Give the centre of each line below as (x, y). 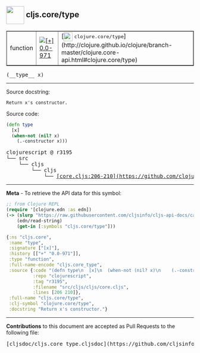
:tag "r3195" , (50, 281)
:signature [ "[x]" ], (34, 248)
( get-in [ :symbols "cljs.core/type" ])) (66, 226)
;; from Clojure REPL (33, 204)
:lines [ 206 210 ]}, (57, 293)
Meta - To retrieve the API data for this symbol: (64, 193)
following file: (23, 332)
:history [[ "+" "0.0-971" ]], (45, 254)
